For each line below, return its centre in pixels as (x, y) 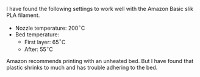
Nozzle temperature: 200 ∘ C (50, 28)
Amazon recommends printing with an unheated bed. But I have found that (100, 61)
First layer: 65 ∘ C (45, 41)
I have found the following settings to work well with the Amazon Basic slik (100, 9)
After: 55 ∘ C (38, 49)
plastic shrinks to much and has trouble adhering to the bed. (82, 67)
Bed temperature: (37, 34)
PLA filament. (23, 15)
